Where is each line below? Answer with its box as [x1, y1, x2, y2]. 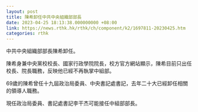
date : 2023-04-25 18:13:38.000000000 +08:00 [6, 19, 117, 25]
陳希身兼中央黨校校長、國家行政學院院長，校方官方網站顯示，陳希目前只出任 [6, 60, 192, 67]
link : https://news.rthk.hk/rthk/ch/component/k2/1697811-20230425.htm [6, 25, 186, 31]
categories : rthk [6, 31, 49, 37]
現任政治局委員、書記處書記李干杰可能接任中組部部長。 [6, 100, 140, 107]
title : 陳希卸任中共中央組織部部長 [6, 14, 82, 20]
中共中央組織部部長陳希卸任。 [6, 48, 78, 55]
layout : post [6, 8, 38, 15]
